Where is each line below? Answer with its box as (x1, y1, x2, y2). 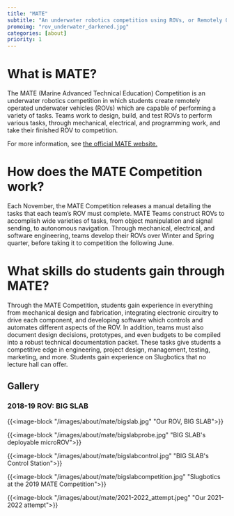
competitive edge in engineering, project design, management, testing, (7, 345, 211, 354)
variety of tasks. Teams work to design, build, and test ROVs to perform (7, 111, 212, 120)
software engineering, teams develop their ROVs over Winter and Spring (7, 231, 214, 240)
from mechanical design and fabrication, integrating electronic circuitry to (7, 308, 219, 317)
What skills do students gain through (7, 263, 225, 279)
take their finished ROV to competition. (7, 126, 118, 134)
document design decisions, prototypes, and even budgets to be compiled (7, 330, 221, 338)
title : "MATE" (7, 10, 49, 17)
